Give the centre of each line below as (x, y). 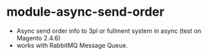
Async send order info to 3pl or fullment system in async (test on (109, 31)
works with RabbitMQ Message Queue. (72, 45)
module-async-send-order (86, 12)
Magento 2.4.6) (38, 38)
